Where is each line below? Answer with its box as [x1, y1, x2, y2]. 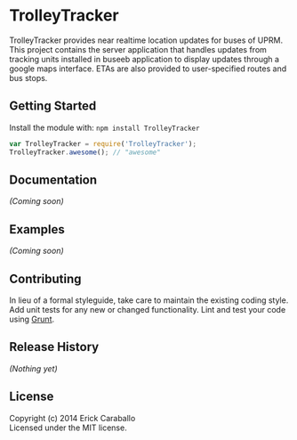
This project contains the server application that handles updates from [9, 44, 267, 54]
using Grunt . [9, 314, 55, 324]
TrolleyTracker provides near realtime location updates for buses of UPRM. [9, 35, 283, 45]
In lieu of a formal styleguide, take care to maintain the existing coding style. [9, 295, 289, 306]
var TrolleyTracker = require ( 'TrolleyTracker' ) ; [9, 139, 197, 148]
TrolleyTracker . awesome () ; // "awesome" [9, 148, 162, 157]
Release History [9, 339, 100, 354]
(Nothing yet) [9, 363, 58, 374]
